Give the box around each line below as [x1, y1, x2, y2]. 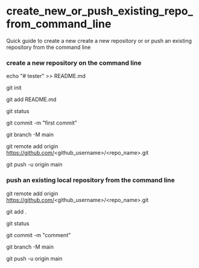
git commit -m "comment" [6, 231, 71, 238]
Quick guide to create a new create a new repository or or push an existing [6, 37, 192, 44]
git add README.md [6, 96, 57, 103]
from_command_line [6, 17, 112, 31]
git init [6, 84, 22, 91]
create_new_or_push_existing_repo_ [6, 4, 193, 18]
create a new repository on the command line [6, 59, 142, 67]
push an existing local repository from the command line [6, 176, 175, 185]
